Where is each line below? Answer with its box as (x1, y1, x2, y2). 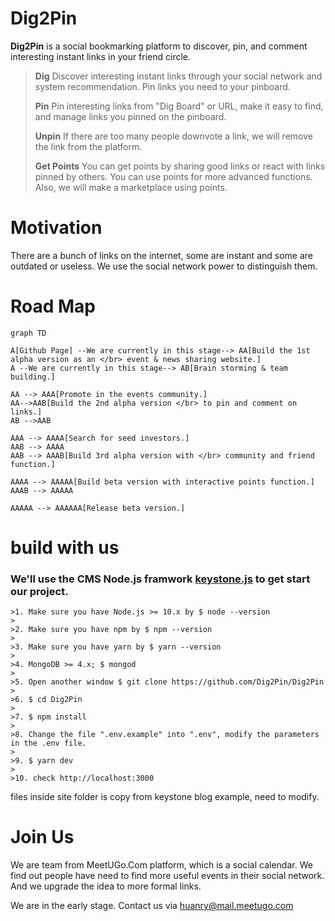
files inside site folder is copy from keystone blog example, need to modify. (10, 791, 320, 803)
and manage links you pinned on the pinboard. (34, 110, 227, 122)
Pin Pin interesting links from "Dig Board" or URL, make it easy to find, (34, 100, 324, 112)
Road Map (10, 295, 97, 318)
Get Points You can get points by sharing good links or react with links (34, 160, 326, 172)
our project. (10, 584, 69, 598)
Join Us (10, 826, 75, 849)
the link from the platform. (34, 140, 143, 152)
